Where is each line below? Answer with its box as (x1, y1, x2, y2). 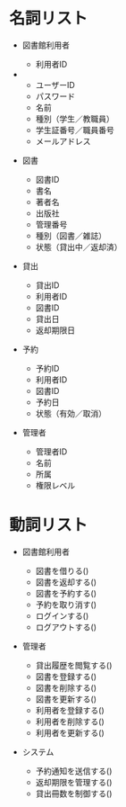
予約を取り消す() (35, 599, 97, 610)
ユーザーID (35, 79, 76, 90)
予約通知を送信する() (35, 766, 113, 776)
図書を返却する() (35, 577, 97, 587)
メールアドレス (35, 136, 91, 147)
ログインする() (35, 610, 89, 621)
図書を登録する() (35, 671, 97, 682)
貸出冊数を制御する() (35, 788, 113, 799)
